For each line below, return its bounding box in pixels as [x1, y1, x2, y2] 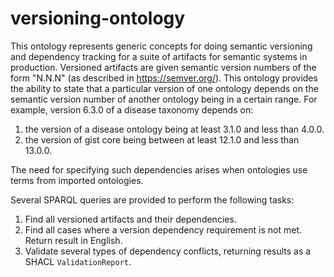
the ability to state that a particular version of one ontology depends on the [10, 82, 319, 94]
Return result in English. [24, 234, 123, 246]
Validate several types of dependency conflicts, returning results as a [24, 245, 312, 257]
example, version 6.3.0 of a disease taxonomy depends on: [10, 103, 254, 116]
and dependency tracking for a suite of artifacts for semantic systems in [10, 50, 308, 62]
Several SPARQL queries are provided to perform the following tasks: [10, 193, 295, 206]
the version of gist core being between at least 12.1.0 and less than [24, 133, 300, 146]
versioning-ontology [10, 7, 186, 30]
